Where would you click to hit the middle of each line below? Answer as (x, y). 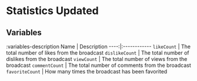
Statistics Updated (52, 11)
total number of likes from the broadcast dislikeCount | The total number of (98, 53)
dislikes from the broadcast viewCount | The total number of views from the (97, 59)
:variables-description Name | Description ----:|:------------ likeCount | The (98, 46)
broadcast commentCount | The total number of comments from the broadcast (98, 65)
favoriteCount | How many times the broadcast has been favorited (87, 71)
